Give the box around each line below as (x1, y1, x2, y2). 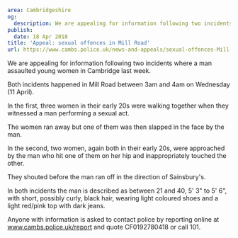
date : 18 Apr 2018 (13, 33, 69, 40)
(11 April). (7, 88, 34, 96)
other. (7, 159, 25, 168)
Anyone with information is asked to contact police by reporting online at (7, 215, 220, 224)
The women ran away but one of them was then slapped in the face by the (7, 123, 225, 131)
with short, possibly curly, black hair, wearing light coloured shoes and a (7, 194, 218, 203)
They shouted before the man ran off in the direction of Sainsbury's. (7, 173, 206, 181)
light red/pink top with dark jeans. (7, 202, 106, 210)
